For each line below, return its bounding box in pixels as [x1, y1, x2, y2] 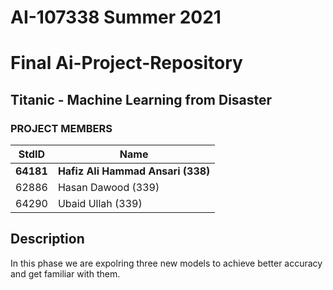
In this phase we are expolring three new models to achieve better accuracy [10, 257, 323, 269]
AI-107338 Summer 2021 [10, 6, 222, 29]
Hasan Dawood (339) [57, 181, 160, 195]
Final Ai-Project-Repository [10, 52, 243, 75]
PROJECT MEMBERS [10, 121, 113, 135]
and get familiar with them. [10, 267, 121, 280]
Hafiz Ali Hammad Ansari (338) [57, 164, 211, 178]
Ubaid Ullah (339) [57, 197, 143, 211]
